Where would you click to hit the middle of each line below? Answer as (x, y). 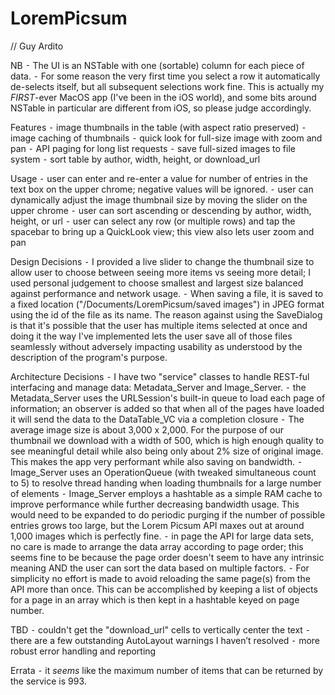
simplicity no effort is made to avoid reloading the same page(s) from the (160, 578)
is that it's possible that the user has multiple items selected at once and (159, 325)
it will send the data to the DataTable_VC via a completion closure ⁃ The (157, 419)
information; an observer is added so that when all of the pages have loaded (167, 408)
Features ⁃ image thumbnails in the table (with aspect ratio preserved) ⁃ (158, 127)
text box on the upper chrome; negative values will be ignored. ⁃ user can (162, 189)
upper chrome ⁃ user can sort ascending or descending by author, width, (161, 210)
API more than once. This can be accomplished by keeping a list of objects (164, 589)
